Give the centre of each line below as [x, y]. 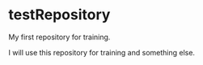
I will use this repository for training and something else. [102, 52]
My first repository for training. [59, 37]
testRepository [59, 15]
